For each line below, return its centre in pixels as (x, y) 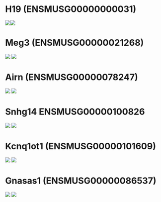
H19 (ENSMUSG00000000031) (71, 9)
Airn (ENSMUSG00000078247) (72, 77)
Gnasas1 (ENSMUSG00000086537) (81, 181)
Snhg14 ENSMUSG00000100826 (75, 112)
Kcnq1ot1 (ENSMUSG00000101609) (81, 146)
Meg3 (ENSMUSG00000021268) (75, 43)
